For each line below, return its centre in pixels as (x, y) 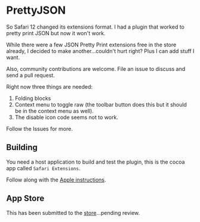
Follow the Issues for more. (39, 129)
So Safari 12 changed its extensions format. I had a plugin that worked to (96, 27)
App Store (25, 198)
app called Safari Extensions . (43, 168)
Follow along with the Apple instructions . (56, 180)
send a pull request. (30, 75)
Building (22, 147)
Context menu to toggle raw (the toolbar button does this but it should (101, 104)
